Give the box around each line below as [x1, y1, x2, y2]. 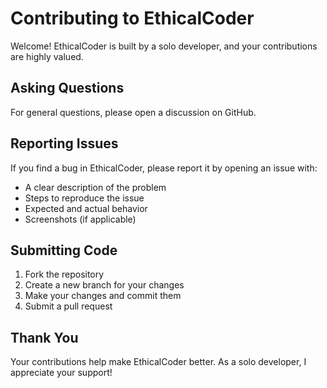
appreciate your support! [10, 367, 113, 379]
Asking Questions [10, 80, 125, 97]
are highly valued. [10, 50, 84, 62]
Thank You [10, 329, 79, 346]
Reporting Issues [10, 135, 119, 152]
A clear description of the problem [24, 181, 167, 193]
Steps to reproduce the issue [24, 192, 145, 204]
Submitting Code [10, 242, 118, 259]
